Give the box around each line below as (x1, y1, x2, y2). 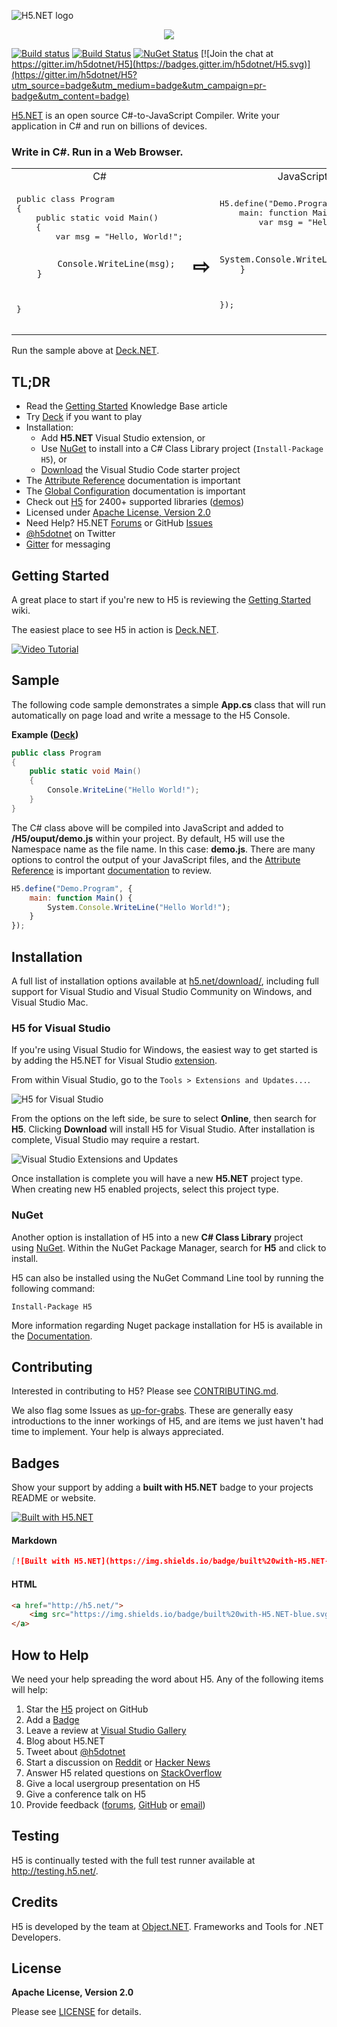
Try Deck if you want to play (25, 411, 143, 423)
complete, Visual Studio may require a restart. (11, 1134, 200, 1146)
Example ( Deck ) (11, 728, 79, 740)
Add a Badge (25, 1713, 80, 1725)
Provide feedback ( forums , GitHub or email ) (25, 1798, 206, 1810)
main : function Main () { (29, 893, 133, 903)
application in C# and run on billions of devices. (11, 120, 208, 132)
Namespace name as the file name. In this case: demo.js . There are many (11, 843, 316, 855)
